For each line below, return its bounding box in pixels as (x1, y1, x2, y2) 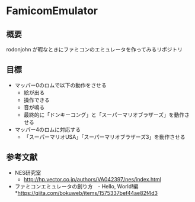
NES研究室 (14, 169, 41, 176)
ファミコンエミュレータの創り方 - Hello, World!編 (14, 183, 139, 190)
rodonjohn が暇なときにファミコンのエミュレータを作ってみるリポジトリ (6, 46, 183, 53)
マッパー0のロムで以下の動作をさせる (14, 82, 107, 89)
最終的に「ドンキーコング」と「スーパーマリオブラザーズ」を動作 (23, 111, 185, 118)
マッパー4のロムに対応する (14, 126, 81, 133)
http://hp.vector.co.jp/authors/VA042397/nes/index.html (23, 175, 162, 183)
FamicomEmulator (6, 4, 98, 18)
